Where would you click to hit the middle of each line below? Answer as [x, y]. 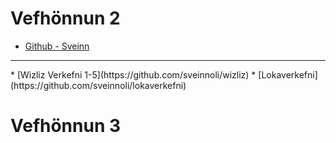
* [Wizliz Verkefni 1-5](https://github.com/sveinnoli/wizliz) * [133, 74]
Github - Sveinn [57, 46]
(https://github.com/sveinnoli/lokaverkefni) [98, 85]
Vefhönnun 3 [66, 126]
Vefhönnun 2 [65, 18]
